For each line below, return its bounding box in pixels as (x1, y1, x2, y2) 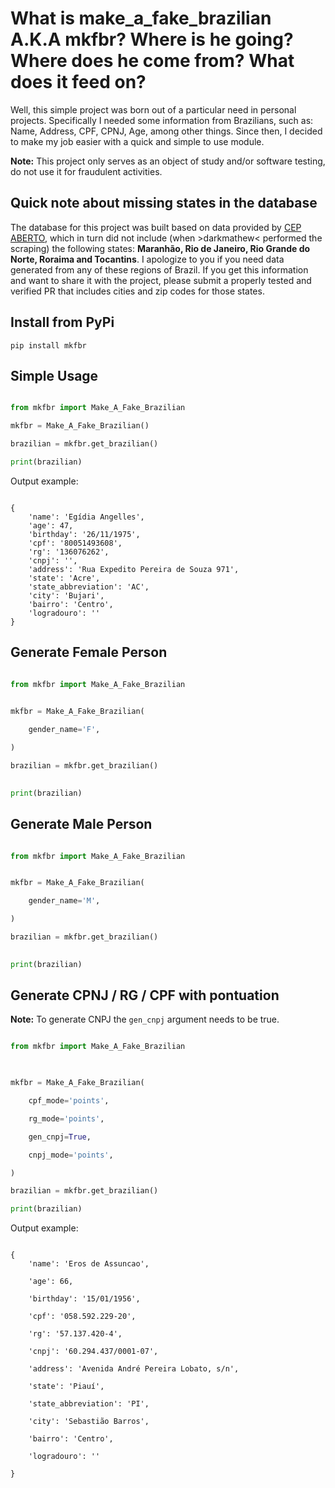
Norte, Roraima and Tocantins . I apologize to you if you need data (10, 253, 285, 265)
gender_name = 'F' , (28, 725, 101, 735)
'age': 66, (28, 1277, 74, 1287)
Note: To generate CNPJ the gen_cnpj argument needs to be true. (10, 1013, 280, 1026)
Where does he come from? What (10, 50, 295, 72)
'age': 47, (28, 520, 74, 531)
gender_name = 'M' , (28, 896, 101, 906)
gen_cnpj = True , (28, 1132, 92, 1142)
